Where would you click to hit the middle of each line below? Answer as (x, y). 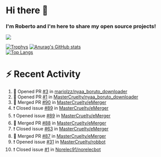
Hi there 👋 (27, 10)
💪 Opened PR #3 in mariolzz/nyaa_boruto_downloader (70, 92)
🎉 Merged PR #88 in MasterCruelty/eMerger (60, 123)
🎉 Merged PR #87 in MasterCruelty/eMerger (60, 136)
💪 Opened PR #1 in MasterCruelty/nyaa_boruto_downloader (76, 97)
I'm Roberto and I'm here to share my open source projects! (81, 27)
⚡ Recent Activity (43, 74)
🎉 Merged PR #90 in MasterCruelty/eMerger (60, 102)
